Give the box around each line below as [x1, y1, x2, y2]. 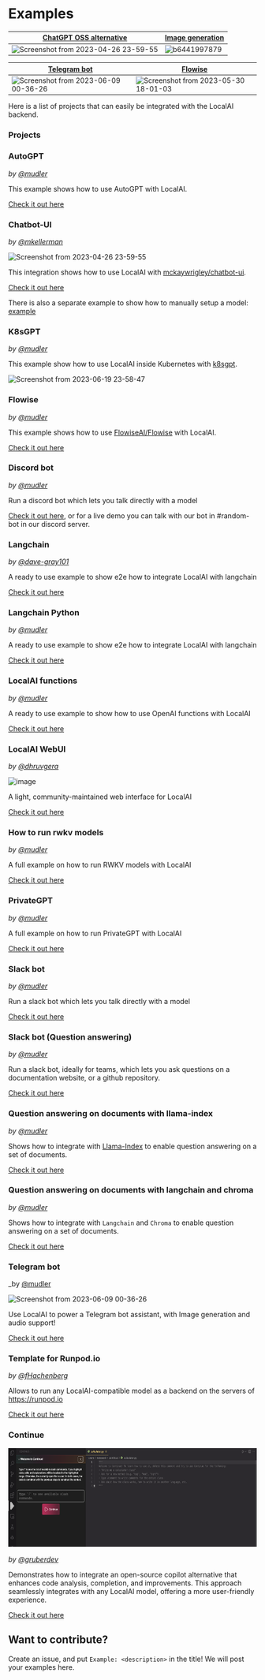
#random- [216, 510, 250, 521]
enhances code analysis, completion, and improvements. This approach [8, 1578, 242, 1588]
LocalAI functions [8, 675, 77, 686]
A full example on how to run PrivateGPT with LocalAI [8, 928, 182, 938]
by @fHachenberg [8, 1371, 69, 1380]
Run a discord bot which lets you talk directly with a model [8, 495, 198, 505]
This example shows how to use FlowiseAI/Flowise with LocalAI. [8, 427, 217, 437]
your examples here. [8, 1662, 75, 1672]
